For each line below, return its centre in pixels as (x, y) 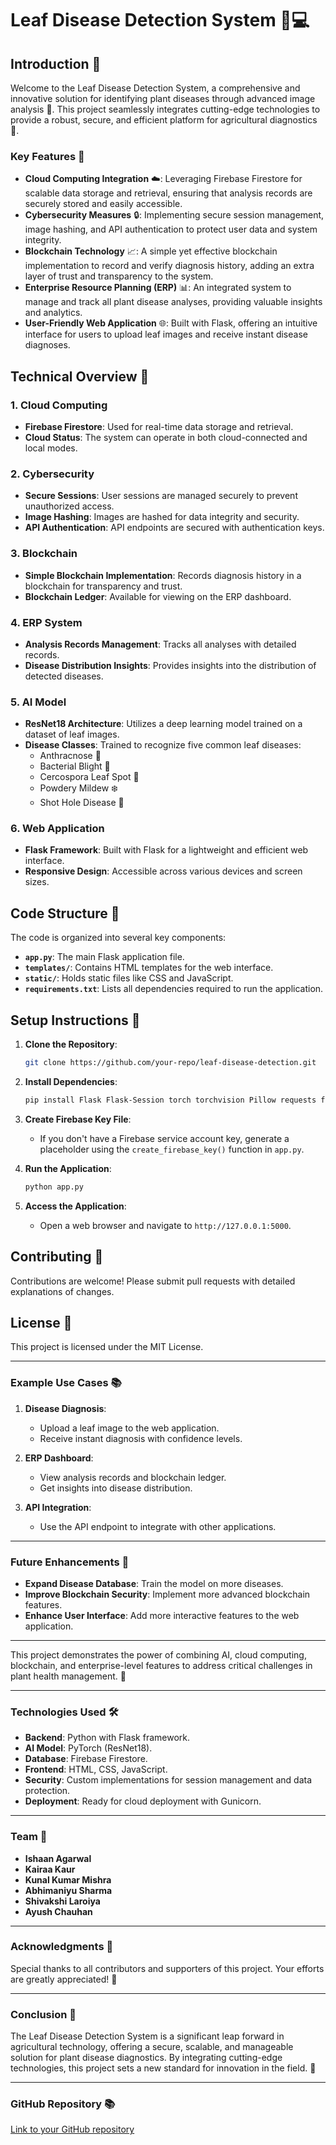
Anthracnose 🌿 (70, 756)
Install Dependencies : (71, 1081)
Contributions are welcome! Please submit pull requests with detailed (153, 1281)
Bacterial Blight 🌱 (75, 766)
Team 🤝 (29, 1837)
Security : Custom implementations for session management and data (168, 1780)
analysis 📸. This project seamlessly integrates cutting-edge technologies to (165, 109)
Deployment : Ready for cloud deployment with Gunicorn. (143, 1801)
